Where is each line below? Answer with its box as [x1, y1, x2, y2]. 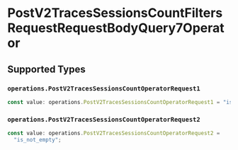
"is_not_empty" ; [13, 136, 62, 143]
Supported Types [7, 63, 86, 75]
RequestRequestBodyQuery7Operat [7, 20, 225, 36]
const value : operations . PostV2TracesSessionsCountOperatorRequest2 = [7, 129, 220, 137]
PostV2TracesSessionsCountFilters [7, 5, 223, 21]
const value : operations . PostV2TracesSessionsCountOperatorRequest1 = [7, 98, 220, 105]
